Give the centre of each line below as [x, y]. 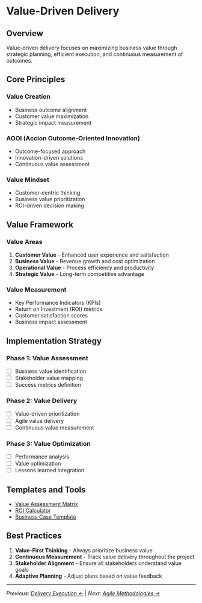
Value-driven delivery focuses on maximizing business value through [92, 48]
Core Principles [36, 80]
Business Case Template [45, 517]
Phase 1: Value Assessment [47, 358]
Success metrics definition [48, 385]
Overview [25, 33]
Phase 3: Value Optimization [49, 443]
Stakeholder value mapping [49, 378]
